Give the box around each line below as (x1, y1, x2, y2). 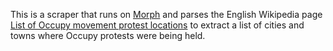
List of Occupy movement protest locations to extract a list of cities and (10, 19, 305, 31)
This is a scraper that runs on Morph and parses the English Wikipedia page (10, 9, 323, 20)
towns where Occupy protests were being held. (10, 30, 206, 41)
